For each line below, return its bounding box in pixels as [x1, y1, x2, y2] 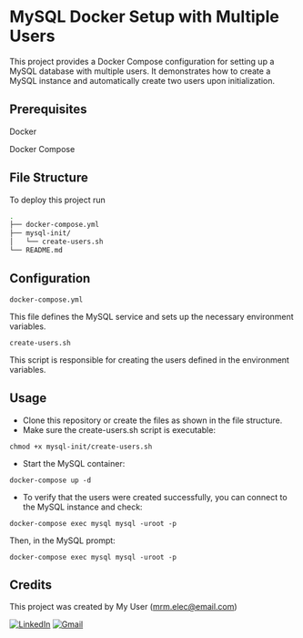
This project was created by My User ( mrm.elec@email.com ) [9, 602, 238, 612]
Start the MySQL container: [22, 458, 126, 468]
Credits [9, 577, 53, 592]
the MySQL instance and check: [22, 501, 143, 512]
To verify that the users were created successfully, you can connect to [22, 491, 288, 502]
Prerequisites [9, 102, 87, 118]
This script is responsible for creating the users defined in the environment [9, 354, 289, 365]
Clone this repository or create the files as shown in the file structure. [22, 415, 283, 426]
